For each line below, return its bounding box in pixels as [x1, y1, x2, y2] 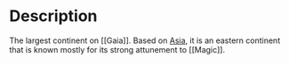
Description [9, 6, 98, 26]
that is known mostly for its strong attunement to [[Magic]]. [9, 44, 226, 54]
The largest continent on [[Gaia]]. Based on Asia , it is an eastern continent [9, 35, 281, 46]
